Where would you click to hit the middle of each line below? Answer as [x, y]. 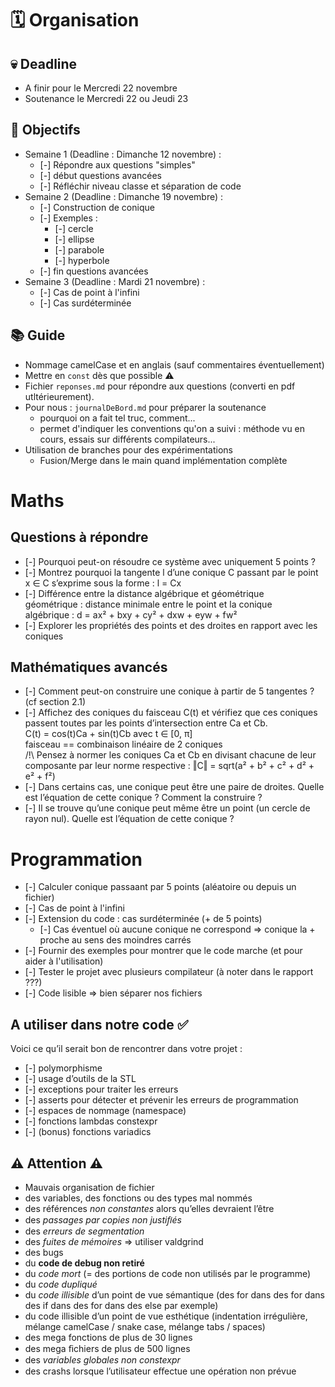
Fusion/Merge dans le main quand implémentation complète [163, 460]
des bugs [44, 1252]
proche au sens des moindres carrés [115, 940]
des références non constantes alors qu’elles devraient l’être [149, 1208]
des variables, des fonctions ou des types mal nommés [138, 1198]
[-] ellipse [74, 239]
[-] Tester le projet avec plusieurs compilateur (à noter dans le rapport [169, 972]
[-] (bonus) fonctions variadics [88, 1132]
